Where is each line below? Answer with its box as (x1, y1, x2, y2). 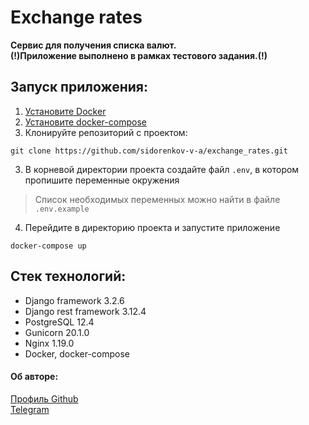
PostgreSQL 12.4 (24, 316, 95, 328)
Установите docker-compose (24, 116, 147, 128)
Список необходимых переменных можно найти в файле (34, 193, 281, 205)
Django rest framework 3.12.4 (24, 305, 147, 317)
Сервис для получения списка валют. (10, 39, 177, 51)
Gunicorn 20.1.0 (24, 326, 90, 338)
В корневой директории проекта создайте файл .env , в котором (24, 163, 300, 175)
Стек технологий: (10, 268, 127, 285)
